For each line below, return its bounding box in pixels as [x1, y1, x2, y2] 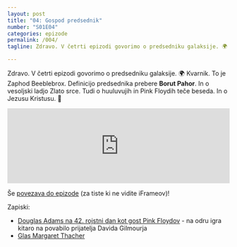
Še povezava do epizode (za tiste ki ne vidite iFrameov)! [7, 189, 170, 198]
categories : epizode [7, 30, 68, 37]
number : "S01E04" [7, 23, 59, 30]
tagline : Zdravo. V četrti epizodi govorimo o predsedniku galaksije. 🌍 [7, 43, 228, 50]
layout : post [7, 10, 46, 18]
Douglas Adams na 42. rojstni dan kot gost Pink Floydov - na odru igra [17, 217, 222, 224]
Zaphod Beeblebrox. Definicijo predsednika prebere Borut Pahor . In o [7, 79, 209, 88]
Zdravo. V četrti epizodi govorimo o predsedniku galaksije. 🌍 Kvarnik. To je [7, 69, 226, 78]
